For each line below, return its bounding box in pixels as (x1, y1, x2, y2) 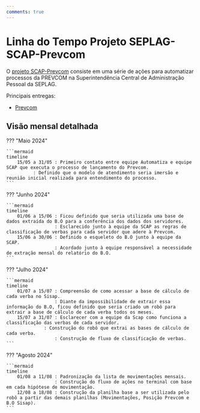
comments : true (6, 8, 44, 15)
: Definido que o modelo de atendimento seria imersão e (32, 170, 179, 176)
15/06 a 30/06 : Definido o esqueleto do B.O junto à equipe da (17, 235, 181, 241)
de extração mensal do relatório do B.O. (6, 250, 112, 256)
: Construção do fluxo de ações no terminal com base (54, 379, 192, 385)
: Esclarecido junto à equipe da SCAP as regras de (54, 224, 187, 230)
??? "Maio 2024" (6, 137, 48, 145)
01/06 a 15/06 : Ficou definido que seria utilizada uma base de (17, 213, 184, 219)
